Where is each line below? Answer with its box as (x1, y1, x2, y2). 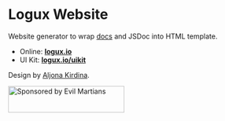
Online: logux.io (19, 46, 72, 56)
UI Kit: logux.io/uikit (19, 55, 87, 64)
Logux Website (8, 5, 109, 24)
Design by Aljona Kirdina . (8, 70, 90, 79)
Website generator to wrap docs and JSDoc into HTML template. (8, 31, 218, 41)
